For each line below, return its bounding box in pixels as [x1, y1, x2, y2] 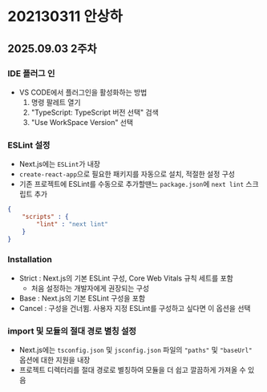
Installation [7, 254, 53, 265]
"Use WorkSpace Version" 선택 [30, 117, 134, 127]
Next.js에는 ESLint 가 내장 [18, 160, 101, 169]
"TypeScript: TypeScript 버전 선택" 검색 [30, 107, 160, 117]
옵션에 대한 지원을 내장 [18, 355, 91, 365]
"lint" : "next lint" [36, 220, 109, 228]
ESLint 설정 [7, 139, 51, 151]
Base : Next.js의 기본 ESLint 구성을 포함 [18, 293, 146, 303]
